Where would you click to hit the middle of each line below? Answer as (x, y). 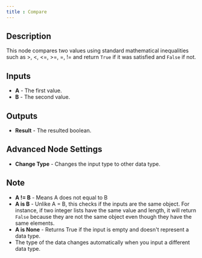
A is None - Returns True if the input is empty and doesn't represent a (102, 229)
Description (29, 36)
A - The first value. (38, 90)
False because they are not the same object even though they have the (103, 216)
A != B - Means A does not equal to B (61, 197)
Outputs (22, 116)
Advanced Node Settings (54, 149)
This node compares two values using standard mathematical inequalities (97, 51)
